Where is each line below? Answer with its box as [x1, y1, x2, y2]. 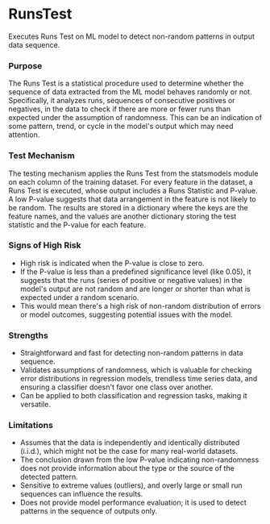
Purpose [8, 60, 43, 71]
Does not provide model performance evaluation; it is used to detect [19, 497, 247, 508]
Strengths [8, 330, 48, 341]
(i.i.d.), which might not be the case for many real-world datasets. [19, 447, 238, 456]
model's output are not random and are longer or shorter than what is [19, 284, 251, 293]
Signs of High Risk [8, 239, 81, 251]
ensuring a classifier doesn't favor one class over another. [19, 382, 214, 392]
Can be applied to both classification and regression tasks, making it [19, 391, 247, 401]
